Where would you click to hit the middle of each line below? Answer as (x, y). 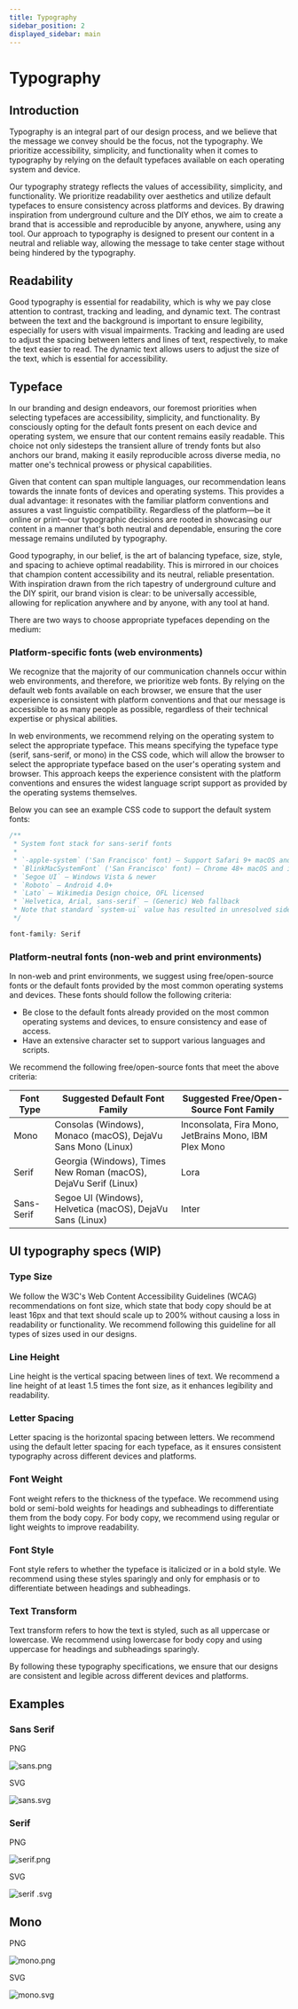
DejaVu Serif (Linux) (97, 1183)
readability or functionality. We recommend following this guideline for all (143, 1325)
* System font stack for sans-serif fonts (93, 844)
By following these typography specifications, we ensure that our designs (144, 1666)
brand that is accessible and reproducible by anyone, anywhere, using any (145, 225)
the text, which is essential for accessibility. (89, 359)
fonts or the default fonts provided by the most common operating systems (146, 985)
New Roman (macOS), (101, 1173)
